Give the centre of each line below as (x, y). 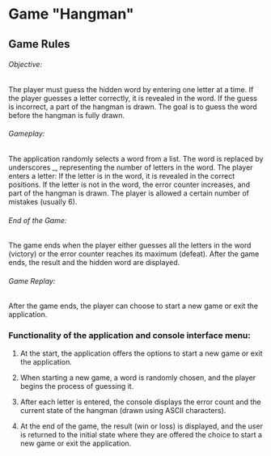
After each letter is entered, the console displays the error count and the (140, 402)
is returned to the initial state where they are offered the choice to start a (141, 434)
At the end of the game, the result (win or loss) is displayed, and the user (141, 426)
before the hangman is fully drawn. (67, 115)
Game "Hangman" (71, 14)
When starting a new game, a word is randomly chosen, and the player (138, 378)
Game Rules (39, 44)
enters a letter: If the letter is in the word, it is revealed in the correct (122, 175)
